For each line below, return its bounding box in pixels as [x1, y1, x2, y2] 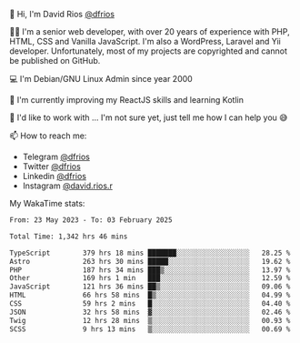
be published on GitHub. [9, 55, 101, 66]
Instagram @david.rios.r [22, 180, 114, 191]
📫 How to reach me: [9, 130, 87, 141]
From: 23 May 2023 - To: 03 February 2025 [9, 216, 173, 225]
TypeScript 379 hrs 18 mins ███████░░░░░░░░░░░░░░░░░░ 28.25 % [9, 248, 291, 257]
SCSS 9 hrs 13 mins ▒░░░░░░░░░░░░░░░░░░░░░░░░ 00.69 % [9, 324, 291, 334]
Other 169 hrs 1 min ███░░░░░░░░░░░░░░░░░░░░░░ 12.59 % [9, 274, 291, 283]
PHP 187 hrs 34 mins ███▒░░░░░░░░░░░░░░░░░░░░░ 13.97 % [9, 265, 291, 275]
